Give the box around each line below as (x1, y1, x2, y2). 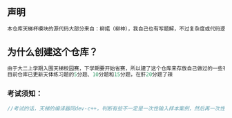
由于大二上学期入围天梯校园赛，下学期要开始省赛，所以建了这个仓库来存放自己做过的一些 (7, 65, 223, 72)
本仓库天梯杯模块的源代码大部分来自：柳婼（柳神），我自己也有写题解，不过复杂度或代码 (7, 25, 221, 32)
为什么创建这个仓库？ (7, 46, 98, 58)
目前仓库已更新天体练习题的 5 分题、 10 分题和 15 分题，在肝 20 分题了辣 (7, 71, 173, 78)
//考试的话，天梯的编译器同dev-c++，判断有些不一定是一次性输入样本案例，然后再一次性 (7, 105, 226, 112)
